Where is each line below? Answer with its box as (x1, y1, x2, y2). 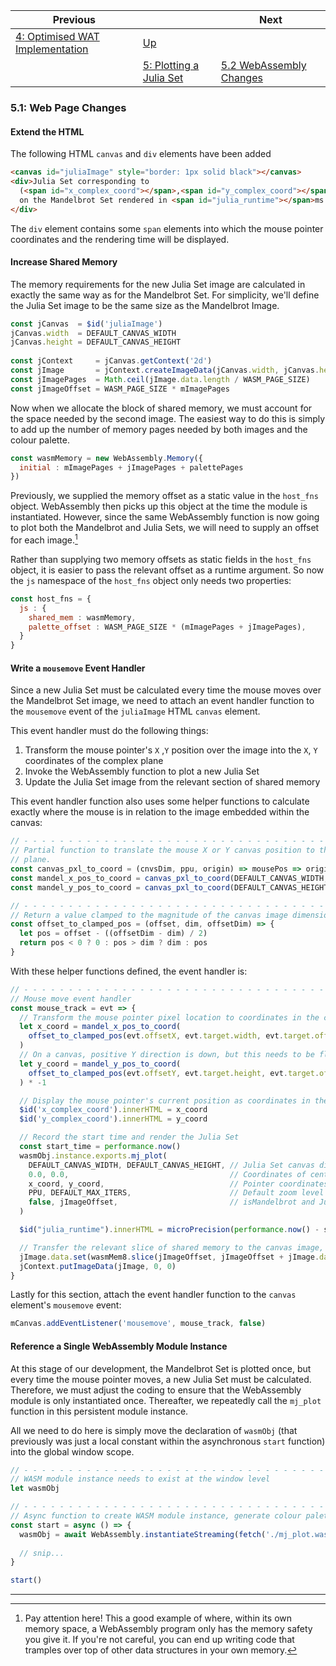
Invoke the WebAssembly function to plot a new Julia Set (24, 765, 260, 778)
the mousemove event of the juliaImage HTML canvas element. (10, 705, 261, 718)
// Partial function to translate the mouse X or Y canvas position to (10, 845, 315, 856)
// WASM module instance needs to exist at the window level (10, 1474, 271, 1484)
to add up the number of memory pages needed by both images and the (10, 423, 308, 435)
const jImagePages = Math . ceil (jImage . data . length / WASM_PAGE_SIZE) (10, 374, 311, 384)
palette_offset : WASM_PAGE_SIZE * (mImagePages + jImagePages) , (28, 622, 307, 632)
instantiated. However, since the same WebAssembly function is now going (10, 511, 320, 523)
